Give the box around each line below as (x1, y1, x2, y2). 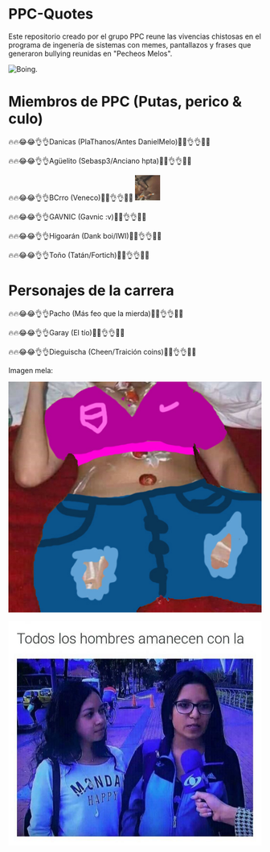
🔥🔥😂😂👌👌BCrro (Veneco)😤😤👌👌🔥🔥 (8, 193, 134, 202)
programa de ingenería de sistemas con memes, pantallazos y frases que (8, 39, 252, 49)
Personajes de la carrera (8, 281, 174, 300)
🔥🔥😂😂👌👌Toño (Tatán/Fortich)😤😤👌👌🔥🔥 (8, 250, 150, 260)
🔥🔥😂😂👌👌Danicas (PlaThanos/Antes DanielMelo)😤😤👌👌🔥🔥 (8, 136, 211, 146)
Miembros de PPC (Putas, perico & (8, 93, 243, 111)
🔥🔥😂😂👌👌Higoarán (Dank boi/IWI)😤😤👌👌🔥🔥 (8, 231, 162, 240)
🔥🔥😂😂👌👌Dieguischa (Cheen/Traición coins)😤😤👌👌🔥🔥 (8, 347, 197, 356)
